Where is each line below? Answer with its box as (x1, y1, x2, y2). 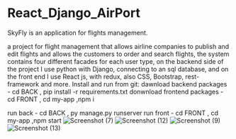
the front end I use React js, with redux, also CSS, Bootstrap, (7, 72, 184, 81)
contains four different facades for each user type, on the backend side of (7, 57, 224, 65)
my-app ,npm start (7, 116, 62, 125)
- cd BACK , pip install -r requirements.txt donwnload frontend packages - (7, 87, 224, 96)
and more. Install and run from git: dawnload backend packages (40, 79, 227, 88)
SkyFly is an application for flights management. (7, 28, 148, 37)
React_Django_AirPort (7, 5, 140, 21)
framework (7, 79, 40, 88)
